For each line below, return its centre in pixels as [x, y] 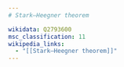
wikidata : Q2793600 [40, 29]
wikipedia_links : [36, 44]
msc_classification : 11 [47, 37]
